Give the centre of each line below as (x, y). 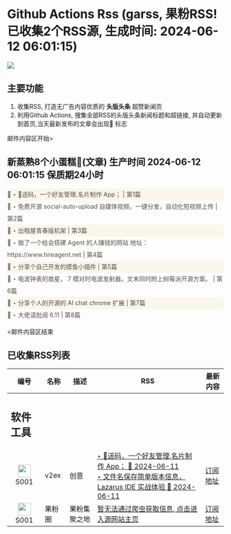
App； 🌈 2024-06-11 (142, 466)
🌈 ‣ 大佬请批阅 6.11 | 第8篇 (44, 315)
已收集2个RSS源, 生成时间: (82, 31)
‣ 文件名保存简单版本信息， (141, 476)
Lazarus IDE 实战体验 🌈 (134, 486)
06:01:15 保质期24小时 (56, 175)
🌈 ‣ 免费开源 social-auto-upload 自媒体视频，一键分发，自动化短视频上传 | (112, 206)
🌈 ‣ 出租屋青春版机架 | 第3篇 (47, 230)
